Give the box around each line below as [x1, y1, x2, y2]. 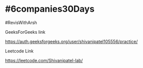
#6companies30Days [5, 3, 95, 15]
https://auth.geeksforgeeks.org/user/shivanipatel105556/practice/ [5, 38, 138, 45]
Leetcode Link [5, 48, 34, 54]
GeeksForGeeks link [5, 29, 45, 35]
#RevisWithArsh [5, 20, 38, 25]
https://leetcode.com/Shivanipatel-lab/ [5, 57, 83, 63]
